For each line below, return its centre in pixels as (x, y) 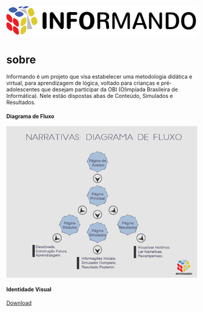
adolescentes (23, 89)
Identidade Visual (29, 290)
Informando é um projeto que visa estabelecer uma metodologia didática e (99, 77)
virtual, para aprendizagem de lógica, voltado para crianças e (83, 83)
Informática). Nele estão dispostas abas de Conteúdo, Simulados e (90, 96)
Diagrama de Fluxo (30, 116)
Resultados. (21, 102)
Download (19, 303)
